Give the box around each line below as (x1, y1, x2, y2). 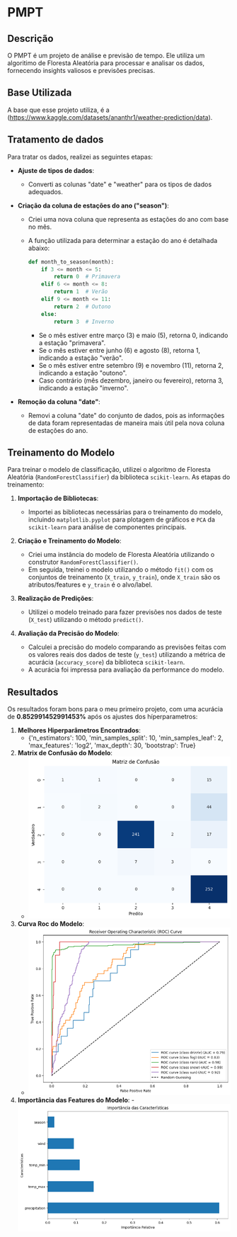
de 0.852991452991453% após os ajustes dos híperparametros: (7, 713, 198, 721)
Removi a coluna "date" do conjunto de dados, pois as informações (28, 411, 225, 419)
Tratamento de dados (7, 134, 104, 146)
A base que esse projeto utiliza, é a (7, 106, 110, 114)
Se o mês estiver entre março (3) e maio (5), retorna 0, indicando (38, 331, 229, 339)
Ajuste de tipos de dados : (17, 166, 94, 174)
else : (41, 310, 58, 317)
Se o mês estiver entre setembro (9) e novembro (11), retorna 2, (38, 361, 224, 369)
